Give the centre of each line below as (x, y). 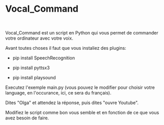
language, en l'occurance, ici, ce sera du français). (58, 92)
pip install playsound (34, 77)
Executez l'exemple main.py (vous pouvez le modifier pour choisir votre (80, 87)
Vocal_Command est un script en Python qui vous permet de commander (82, 33)
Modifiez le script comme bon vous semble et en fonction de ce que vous (82, 112)
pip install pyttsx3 (31, 68)
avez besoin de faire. (27, 118)
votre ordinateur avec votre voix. (39, 38)
